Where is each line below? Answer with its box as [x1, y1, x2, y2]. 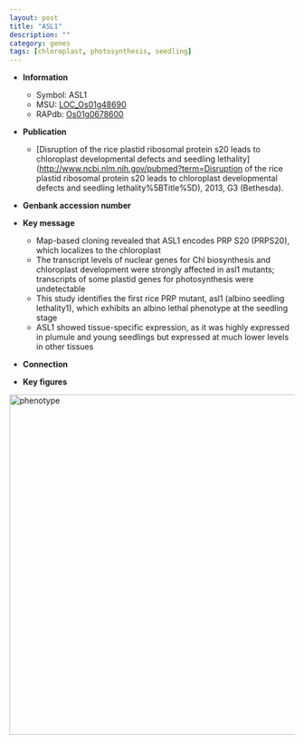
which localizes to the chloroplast [35, 245, 161, 256]
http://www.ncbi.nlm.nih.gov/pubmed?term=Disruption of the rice [39, 163, 283, 174]
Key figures [22, 377, 68, 387]
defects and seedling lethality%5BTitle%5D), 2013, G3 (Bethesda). [35, 182, 284, 193]
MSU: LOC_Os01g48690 [35, 99, 127, 110]
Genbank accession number [22, 201, 131, 211]
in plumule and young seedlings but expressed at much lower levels [35, 332, 290, 343]
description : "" [9, 30, 71, 39]
